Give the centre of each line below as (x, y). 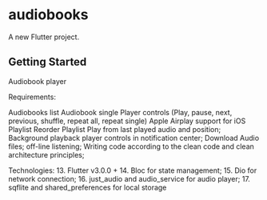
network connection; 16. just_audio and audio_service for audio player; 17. (129, 178)
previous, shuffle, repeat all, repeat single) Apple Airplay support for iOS (127, 121)
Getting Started (48, 62)
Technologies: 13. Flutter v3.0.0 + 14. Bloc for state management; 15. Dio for (133, 170)
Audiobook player (37, 81)
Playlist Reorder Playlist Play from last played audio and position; (115, 129)
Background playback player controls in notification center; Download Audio (134, 138)
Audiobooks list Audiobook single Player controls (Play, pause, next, (120, 112)
